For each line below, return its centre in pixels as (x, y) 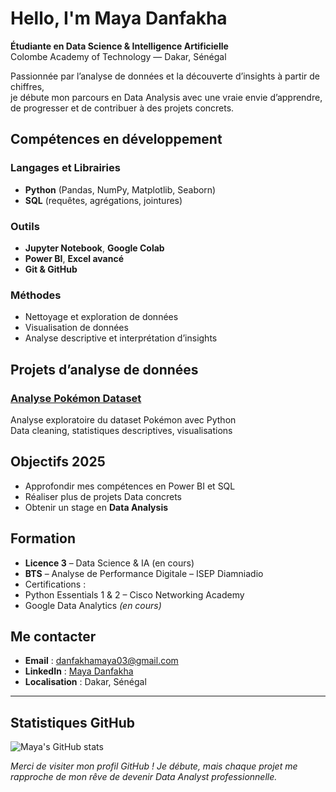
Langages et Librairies (65, 168)
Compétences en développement (116, 139)
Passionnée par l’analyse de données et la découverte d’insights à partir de (165, 76)
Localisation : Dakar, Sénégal (85, 682)
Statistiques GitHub (73, 722)
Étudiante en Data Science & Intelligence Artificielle (119, 46)
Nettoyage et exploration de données (101, 317)
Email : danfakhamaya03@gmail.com (101, 661)
